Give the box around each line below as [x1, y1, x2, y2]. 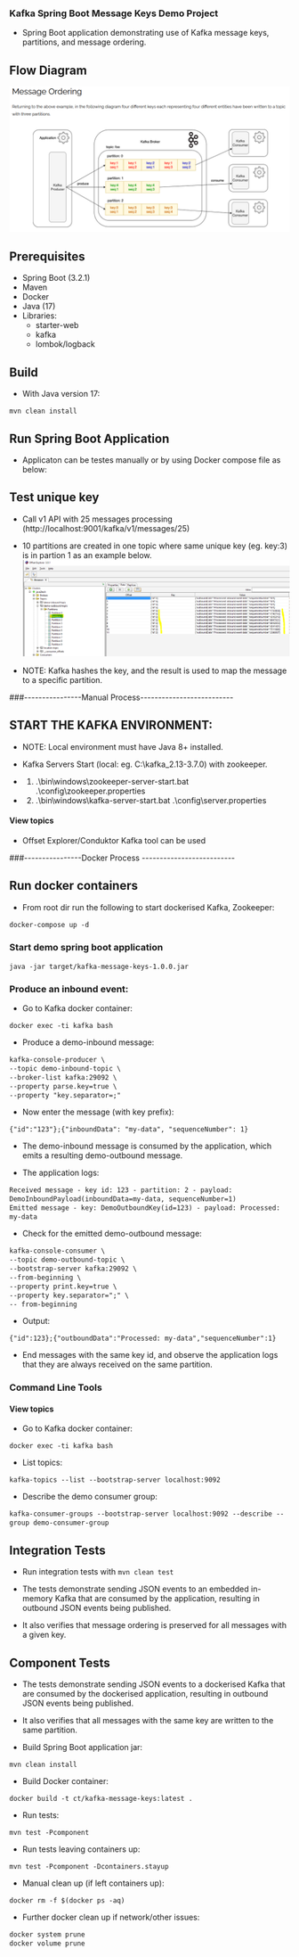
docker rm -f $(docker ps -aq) [9, 1895, 125, 1905]
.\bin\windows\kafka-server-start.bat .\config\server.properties [35, 794, 267, 805]
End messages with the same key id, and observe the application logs [21, 1350, 279, 1361]
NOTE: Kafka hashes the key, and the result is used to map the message [21, 665, 287, 676]
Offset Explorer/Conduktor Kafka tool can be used [21, 835, 206, 845]
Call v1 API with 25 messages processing [21, 514, 174, 524]
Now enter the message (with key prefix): [21, 1106, 174, 1117]
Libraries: [21, 310, 58, 321]
